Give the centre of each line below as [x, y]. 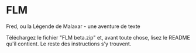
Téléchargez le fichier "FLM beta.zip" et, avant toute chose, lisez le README [98, 37]
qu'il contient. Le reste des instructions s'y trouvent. [69, 44]
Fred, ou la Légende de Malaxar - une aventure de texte [73, 26]
